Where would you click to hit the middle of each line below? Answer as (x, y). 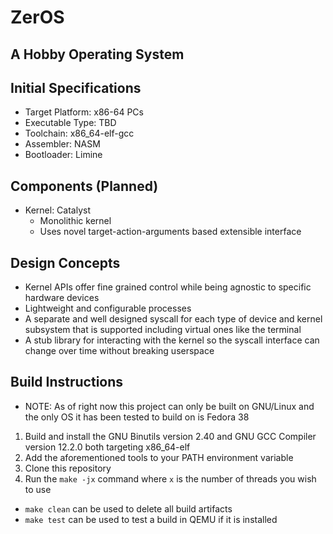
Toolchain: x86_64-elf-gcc (79, 133)
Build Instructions (67, 382)
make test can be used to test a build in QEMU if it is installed (151, 519)
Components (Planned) (84, 186)
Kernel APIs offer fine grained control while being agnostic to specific (168, 287)
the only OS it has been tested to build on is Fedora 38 (137, 417)
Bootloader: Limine (63, 155)
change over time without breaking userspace (119, 351)
